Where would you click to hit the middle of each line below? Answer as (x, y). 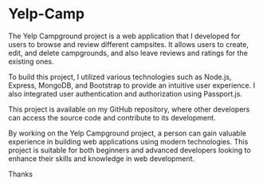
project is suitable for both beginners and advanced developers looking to (130, 150)
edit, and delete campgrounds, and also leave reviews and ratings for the (128, 53)
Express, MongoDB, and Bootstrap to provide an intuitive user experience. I (132, 85)
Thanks (21, 174)
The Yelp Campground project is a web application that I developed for (124, 36)
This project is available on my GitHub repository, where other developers (129, 109)
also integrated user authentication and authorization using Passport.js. (126, 93)
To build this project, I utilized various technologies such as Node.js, (120, 77)
